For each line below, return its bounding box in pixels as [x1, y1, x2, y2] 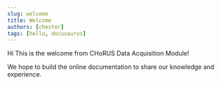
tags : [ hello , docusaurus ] [7, 30, 86, 37]
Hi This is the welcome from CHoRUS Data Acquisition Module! [7, 49, 189, 58]
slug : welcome [7, 10, 49, 18]
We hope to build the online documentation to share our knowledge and [7, 63, 215, 71]
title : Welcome [7, 17, 52, 24]
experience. [7, 70, 42, 79]
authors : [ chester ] [7, 23, 65, 30]
